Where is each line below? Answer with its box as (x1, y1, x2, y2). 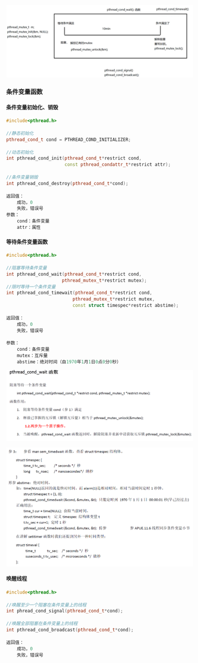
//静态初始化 (6, 130, 34, 136)
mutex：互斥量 (17, 353, 48, 359)
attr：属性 (17, 225, 41, 231)
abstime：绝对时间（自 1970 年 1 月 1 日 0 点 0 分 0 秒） (17, 359, 122, 365)
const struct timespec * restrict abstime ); (72, 303, 179, 309)
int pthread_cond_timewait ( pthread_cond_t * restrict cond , (6, 290, 152, 296)
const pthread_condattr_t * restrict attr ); (64, 162, 171, 168)
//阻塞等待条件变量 (6, 265, 47, 271)
